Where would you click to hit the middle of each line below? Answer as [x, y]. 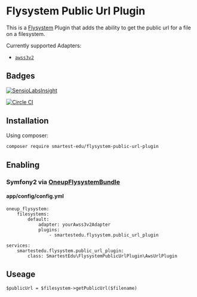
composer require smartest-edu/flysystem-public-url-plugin [83, 146]
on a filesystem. [26, 34]
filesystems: [33, 214]
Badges [21, 76]
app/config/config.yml [35, 196]
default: [39, 219]
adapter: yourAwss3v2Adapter [74, 225]
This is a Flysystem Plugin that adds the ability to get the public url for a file [98, 28]
